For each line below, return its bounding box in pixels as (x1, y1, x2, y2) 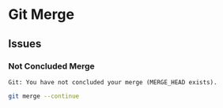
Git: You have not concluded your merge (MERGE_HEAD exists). (8, 78, 217, 86)
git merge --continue (8, 92, 80, 100)
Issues (8, 37, 42, 50)
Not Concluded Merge (8, 61, 95, 72)
